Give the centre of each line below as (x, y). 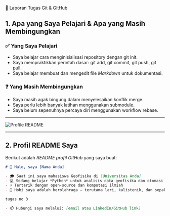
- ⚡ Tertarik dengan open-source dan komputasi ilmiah (64, 185)
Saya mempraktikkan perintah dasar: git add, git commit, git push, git (84, 62)
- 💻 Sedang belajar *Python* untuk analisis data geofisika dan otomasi (84, 181)
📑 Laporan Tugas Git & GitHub (36, 8)
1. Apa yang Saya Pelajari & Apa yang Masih (75, 24)
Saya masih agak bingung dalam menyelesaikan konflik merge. (78, 99)
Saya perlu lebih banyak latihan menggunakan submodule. (74, 105)
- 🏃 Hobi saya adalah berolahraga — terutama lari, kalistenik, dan (79, 190)
